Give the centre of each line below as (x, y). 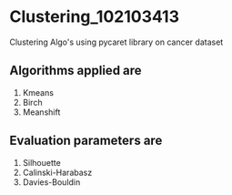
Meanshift (41, 112)
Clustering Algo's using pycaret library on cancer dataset (116, 42)
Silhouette (41, 162)
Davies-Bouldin (51, 182)
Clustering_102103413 (95, 17)
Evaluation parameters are (86, 141)
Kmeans (38, 92)
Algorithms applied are (76, 71)
